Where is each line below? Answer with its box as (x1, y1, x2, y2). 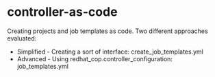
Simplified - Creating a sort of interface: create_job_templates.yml (16, 47, 203, 56)
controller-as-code (7, 4, 118, 20)
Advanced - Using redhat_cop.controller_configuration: (16, 54, 173, 63)
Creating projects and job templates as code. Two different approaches (7, 27, 208, 35)
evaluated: (7, 34, 37, 42)
